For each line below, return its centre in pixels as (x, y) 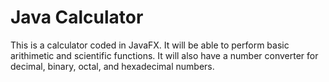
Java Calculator (77, 17)
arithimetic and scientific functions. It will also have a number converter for (164, 55)
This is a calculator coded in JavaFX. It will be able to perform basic (150, 45)
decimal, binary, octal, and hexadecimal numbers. (112, 66)
